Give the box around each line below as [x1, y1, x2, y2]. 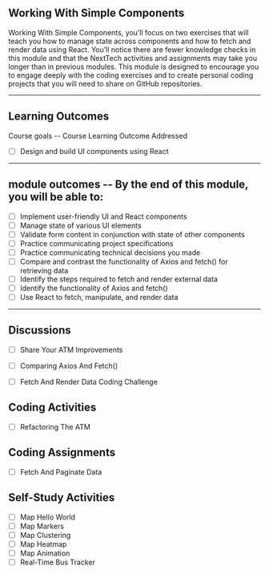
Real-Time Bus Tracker [19, 557, 96, 567]
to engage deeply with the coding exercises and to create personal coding [8, 70, 254, 79]
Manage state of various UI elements [19, 220, 142, 230]
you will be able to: [8, 190, 104, 204]
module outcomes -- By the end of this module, [8, 178, 249, 192]
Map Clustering [19, 530, 71, 540]
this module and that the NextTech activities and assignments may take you [8, 53, 258, 63]
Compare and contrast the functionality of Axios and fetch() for [19, 257, 228, 266]
